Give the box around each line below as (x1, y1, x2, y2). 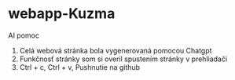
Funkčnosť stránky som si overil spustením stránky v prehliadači (19, 54, 228, 64)
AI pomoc (8, 31, 39, 40)
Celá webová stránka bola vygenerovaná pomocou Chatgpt (19, 45, 212, 55)
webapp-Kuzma (8, 5, 116, 23)
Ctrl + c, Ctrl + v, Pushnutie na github (19, 62, 140, 71)
